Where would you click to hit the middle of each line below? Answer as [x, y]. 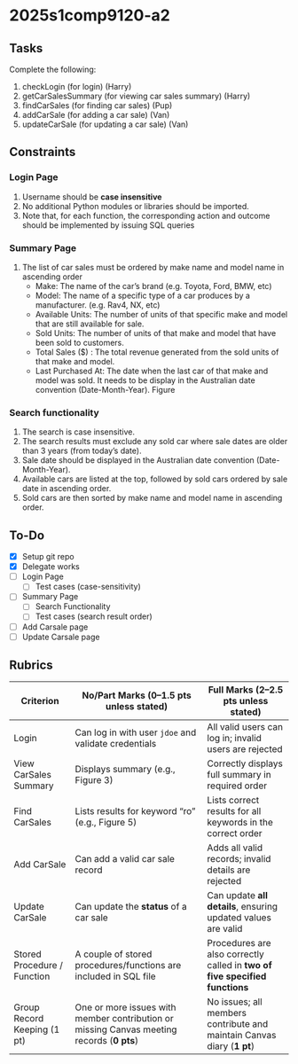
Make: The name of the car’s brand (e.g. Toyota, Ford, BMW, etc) [153, 286]
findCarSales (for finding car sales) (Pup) [97, 106]
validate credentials [116, 744]
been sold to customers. [79, 342]
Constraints [43, 152]
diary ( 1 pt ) [231, 1046]
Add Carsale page [55, 627]
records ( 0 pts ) [107, 1041]
